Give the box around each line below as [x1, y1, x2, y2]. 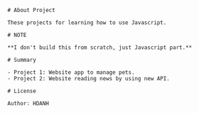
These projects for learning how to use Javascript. [7, 19, 167, 26]
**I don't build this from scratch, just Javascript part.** [7, 44, 193, 51]
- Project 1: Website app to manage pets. [7, 69, 135, 76]
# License [7, 87, 37, 95]
